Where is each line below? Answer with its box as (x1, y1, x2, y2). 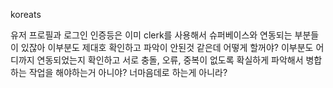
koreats (10, 9, 42, 20)
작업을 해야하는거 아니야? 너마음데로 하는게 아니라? (28, 67, 228, 78)
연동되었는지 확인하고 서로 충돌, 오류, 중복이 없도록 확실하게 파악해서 (36, 54, 304, 66)
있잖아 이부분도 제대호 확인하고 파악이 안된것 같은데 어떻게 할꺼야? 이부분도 (20, 42, 314, 53)
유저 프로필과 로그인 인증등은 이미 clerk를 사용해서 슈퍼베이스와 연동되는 (10, 29, 293, 41)
